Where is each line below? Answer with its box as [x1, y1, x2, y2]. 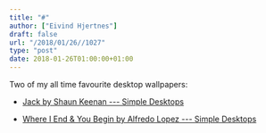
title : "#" [9, 12, 50, 22]
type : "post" [9, 46, 58, 55]
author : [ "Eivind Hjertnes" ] [9, 21, 118, 30]
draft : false [9, 29, 58, 38]
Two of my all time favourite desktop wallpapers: [9, 79, 188, 89]
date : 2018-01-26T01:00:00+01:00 [9, 54, 134, 63]
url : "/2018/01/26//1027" [9, 37, 105, 47]
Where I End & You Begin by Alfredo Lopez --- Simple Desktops [21, 113, 257, 124]
